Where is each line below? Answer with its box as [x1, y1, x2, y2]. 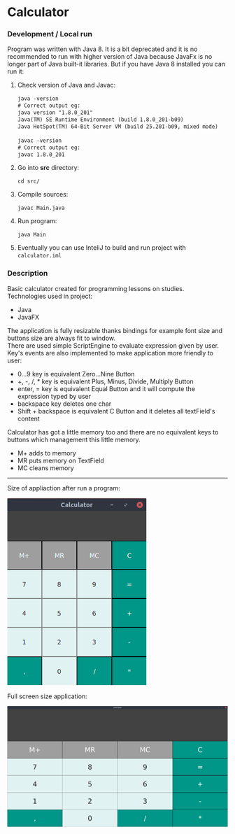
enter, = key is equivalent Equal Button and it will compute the [17, 384, 196, 393]
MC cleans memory [17, 463, 75, 472]
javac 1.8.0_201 [17, 151, 65, 158]
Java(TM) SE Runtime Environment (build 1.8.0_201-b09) [17, 116, 184, 123]
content [17, 414, 40, 423]
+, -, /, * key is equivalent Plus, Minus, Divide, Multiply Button [17, 377, 194, 386]
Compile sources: [17, 190, 69, 199]
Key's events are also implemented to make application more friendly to [7, 348, 213, 357]
